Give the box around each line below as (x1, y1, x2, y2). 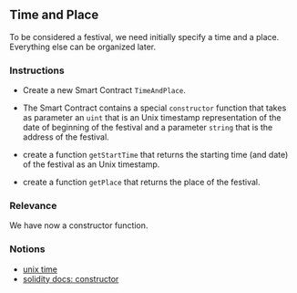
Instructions (9, 64, 66, 77)
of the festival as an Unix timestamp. (22, 159, 160, 170)
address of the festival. (22, 131, 109, 142)
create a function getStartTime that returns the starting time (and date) (22, 150, 289, 161)
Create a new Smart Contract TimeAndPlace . (22, 85, 187, 96)
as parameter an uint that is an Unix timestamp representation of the (22, 112, 282, 123)
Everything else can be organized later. (9, 41, 157, 52)
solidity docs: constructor (22, 273, 119, 284)
